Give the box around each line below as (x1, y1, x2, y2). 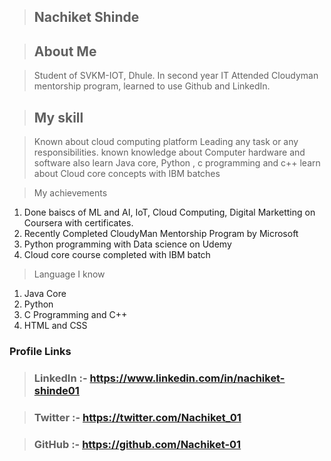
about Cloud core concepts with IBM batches (33, 168, 221, 180)
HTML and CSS (23, 320, 88, 332)
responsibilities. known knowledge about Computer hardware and (33, 146, 306, 159)
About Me (33, 43, 97, 60)
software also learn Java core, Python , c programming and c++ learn (33, 157, 321, 169)
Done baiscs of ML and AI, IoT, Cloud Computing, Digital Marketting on (23, 206, 316, 219)
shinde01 (33, 383, 80, 397)
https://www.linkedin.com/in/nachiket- (89, 371, 286, 385)
